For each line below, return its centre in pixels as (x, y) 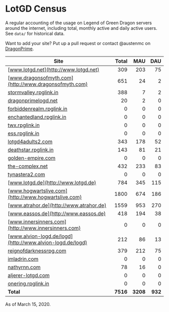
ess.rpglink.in (24, 133)
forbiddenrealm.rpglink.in (38, 109)
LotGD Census (36, 9)
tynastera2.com (26, 174)
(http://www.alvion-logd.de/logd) (48, 242)
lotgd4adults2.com (30, 141)
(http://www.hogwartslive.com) (45, 197)
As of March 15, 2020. (28, 304)
